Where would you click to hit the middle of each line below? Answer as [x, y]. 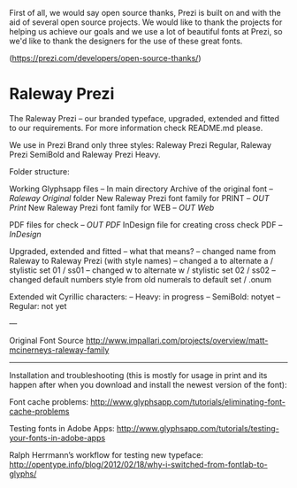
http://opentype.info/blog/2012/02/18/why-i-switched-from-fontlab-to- [138, 464]
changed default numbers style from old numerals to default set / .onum [141, 279]
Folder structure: [40, 171]
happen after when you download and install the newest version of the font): [148, 384]
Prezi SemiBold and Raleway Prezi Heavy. [85, 154]
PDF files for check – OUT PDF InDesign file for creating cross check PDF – [146, 224]
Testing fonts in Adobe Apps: [62, 428]
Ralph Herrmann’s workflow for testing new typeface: [106, 454]
